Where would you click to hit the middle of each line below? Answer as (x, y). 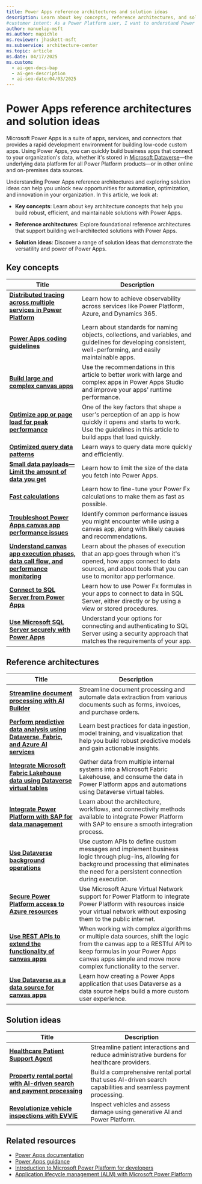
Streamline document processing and (132, 689)
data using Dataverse (41, 780)
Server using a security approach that (135, 633)
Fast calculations (34, 496)
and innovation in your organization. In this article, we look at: (82, 195)
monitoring (26, 576)
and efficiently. (103, 454)
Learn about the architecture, (120, 801)
